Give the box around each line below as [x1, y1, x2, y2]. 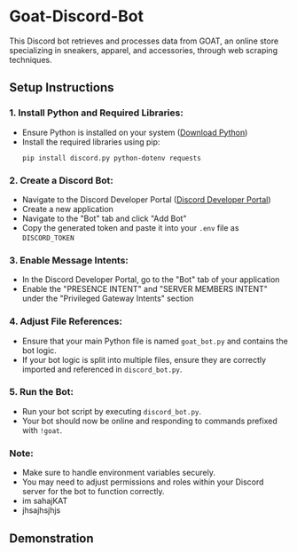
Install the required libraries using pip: [21, 136, 160, 147]
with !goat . [21, 424, 63, 436]
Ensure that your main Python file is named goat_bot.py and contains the [21, 335, 288, 346]
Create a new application [21, 203, 113, 214]
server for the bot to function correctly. [21, 486, 166, 497]
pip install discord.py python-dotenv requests [21, 154, 201, 162]
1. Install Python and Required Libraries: [9, 106, 184, 119]
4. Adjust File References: [9, 315, 122, 327]
